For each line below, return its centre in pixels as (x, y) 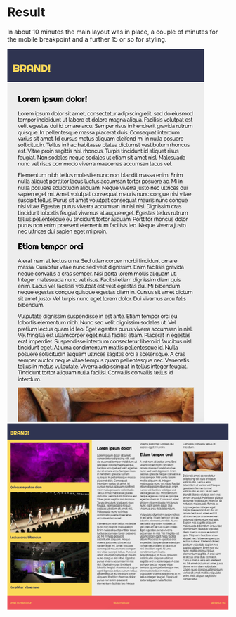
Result (26, 12)
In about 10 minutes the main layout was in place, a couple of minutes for (113, 32)
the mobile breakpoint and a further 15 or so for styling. (87, 39)
